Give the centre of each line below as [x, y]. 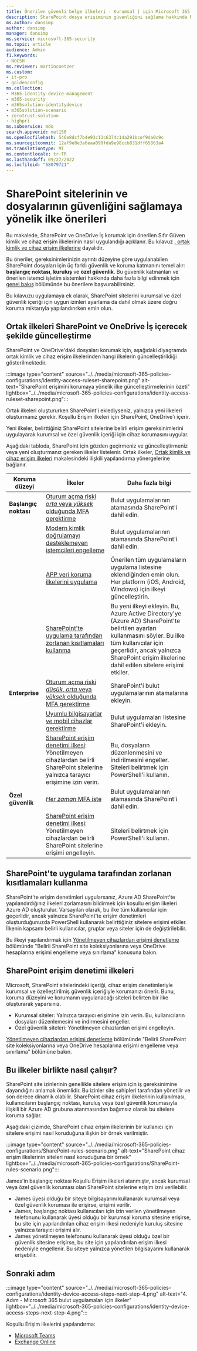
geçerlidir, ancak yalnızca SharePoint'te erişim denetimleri [76, 916]
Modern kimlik [65, 528]
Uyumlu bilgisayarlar [74, 713]
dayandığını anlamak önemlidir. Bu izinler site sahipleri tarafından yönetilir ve [98, 1091]
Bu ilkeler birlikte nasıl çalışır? [62, 1070]
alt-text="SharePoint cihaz [153, 1151]
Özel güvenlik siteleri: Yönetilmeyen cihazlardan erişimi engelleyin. [95, 1028]
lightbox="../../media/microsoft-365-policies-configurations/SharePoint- [93, 1163]
